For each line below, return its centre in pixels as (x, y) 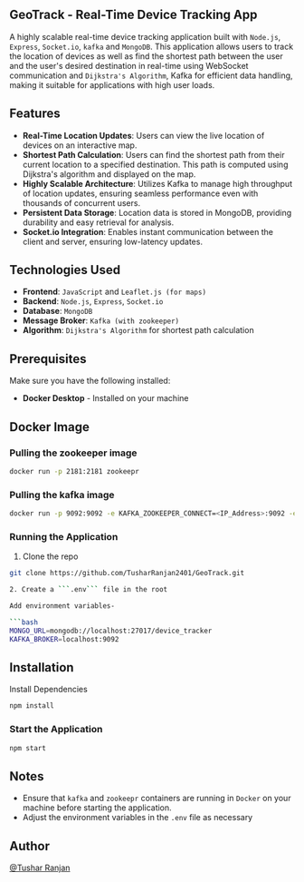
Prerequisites (48, 359)
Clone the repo (50, 556)
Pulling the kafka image (62, 495)
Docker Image (50, 427)
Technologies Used (65, 270)
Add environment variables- (62, 606)
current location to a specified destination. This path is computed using (155, 164)
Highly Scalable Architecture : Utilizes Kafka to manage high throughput (157, 183)
